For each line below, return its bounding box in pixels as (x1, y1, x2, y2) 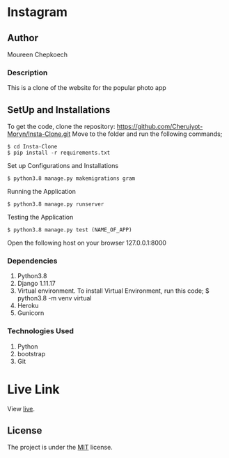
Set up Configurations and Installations (7, 162, 119, 170)
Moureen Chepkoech (7, 50, 68, 59)
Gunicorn (17, 309, 45, 317)
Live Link (7, 381, 61, 397)
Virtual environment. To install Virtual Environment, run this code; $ (17, 287, 210, 295)
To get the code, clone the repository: (7, 123, 116, 131)
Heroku (17, 301, 39, 310)
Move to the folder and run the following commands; (72, 130, 223, 138)
